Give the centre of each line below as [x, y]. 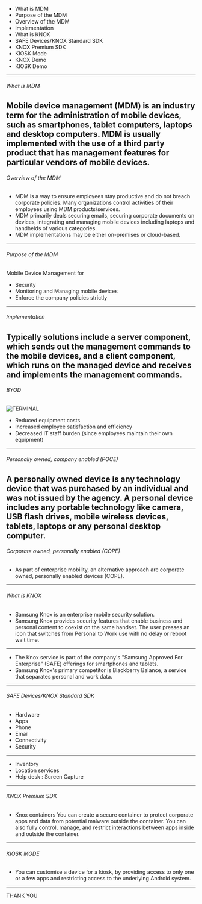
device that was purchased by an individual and [97, 488]
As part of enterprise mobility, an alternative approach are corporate [99, 570]
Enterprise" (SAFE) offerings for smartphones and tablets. [87, 664]
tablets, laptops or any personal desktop [84, 526]
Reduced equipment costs [47, 421]
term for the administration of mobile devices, [94, 115]
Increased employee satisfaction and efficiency [73, 427]
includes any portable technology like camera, [95, 508]
